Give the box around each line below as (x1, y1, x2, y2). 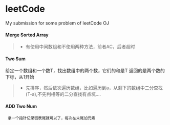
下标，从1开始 (5, 74, 34, 80)
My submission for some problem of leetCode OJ (5, 20, 109, 26)
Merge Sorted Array (5, 32, 49, 38)
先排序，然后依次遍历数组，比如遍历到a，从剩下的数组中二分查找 (25, 85, 163, 91)
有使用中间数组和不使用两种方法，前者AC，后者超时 (25, 44, 135, 50)
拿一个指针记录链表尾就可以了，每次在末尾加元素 (7, 115, 96, 120)
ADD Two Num (5, 103, 37, 109)
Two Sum (5, 56, 26, 62)
